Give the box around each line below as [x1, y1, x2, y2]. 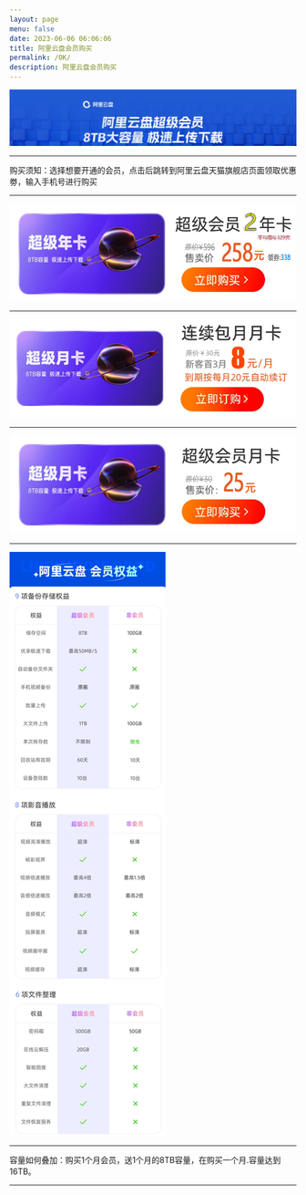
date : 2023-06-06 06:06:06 [9, 34, 112, 43]
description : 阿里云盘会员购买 [9, 63, 117, 72]
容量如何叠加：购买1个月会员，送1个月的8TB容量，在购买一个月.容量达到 [9, 1154, 281, 1165]
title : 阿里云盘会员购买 [9, 44, 93, 53]
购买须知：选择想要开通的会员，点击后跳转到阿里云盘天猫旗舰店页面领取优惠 [9, 164, 297, 175]
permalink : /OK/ [9, 53, 71, 63]
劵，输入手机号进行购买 [9, 176, 97, 187]
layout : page [9, 15, 59, 24]
